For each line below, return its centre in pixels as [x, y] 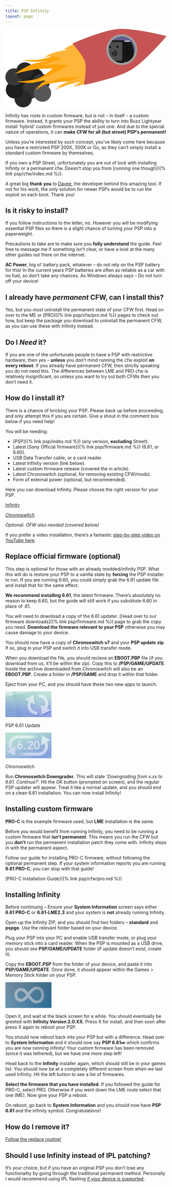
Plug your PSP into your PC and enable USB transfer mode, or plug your [81, 938]
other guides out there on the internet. [46, 255]
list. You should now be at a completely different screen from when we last [84, 1069]
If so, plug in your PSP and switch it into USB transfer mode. [69, 648]
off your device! [22, 281]
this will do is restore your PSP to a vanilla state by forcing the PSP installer [84, 574]
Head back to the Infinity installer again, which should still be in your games [85, 1064]
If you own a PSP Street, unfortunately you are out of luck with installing [81, 162]
